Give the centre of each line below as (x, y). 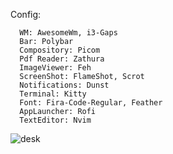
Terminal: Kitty (53, 94)
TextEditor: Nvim (55, 120)
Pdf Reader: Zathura (62, 59)
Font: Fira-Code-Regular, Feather (91, 103)
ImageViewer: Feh (55, 68)
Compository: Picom (60, 50)
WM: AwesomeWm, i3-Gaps (68, 33)
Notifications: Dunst (64, 85)
